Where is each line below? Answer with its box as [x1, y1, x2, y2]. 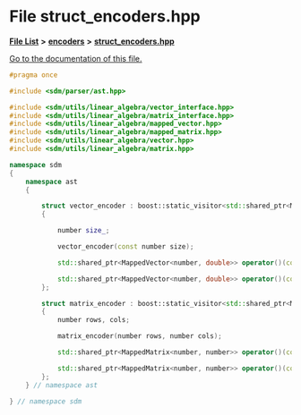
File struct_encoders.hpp [9, 6, 202, 27]
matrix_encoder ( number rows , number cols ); [56, 332, 222, 341]
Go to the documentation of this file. [9, 53, 142, 64]
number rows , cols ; [56, 316, 130, 325]
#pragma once [9, 70, 58, 80]
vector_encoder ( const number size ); [56, 242, 194, 251]
